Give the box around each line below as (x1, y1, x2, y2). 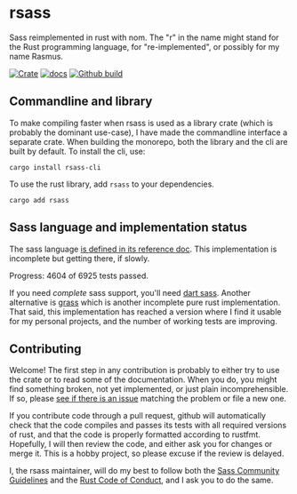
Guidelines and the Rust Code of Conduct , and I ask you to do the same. (9, 474, 274, 486)
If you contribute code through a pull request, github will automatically (9, 410, 267, 421)
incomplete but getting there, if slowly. (9, 252, 150, 264)
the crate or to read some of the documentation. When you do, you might (9, 374, 277, 385)
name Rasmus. (9, 51, 64, 61)
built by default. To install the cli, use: (9, 146, 146, 156)
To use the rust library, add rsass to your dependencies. (9, 179, 215, 189)
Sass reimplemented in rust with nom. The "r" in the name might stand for (9, 32, 279, 43)
